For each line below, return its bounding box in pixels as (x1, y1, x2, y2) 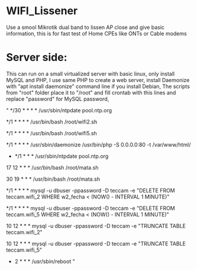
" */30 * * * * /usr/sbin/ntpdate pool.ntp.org (6, 106, 112, 113)
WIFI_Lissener (6, 4, 78, 18)
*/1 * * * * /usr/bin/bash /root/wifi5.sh (6, 129, 98, 136)
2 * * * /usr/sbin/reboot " (14, 258, 75, 265)
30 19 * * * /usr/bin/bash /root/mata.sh (6, 175, 101, 183)
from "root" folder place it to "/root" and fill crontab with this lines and (6, 89, 176, 96)
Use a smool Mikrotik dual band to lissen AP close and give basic (6, 24, 164, 31)
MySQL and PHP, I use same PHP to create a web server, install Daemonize (6, 76, 190, 83)
